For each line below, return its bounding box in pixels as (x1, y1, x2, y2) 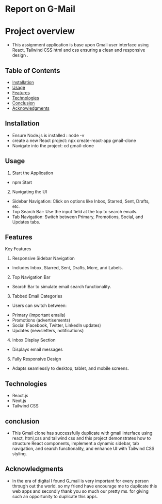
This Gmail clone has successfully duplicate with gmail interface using (12, 430, 153, 436)
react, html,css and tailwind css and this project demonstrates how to (12, 435, 151, 441)
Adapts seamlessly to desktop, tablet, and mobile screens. (12, 365, 129, 371)
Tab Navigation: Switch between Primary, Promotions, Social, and (12, 214, 143, 220)
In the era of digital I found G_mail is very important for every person (12, 478, 149, 484)
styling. (12, 451, 27, 457)
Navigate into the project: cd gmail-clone (12, 142, 94, 148)
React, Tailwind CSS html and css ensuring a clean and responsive (12, 47, 146, 53)
